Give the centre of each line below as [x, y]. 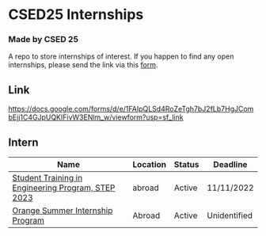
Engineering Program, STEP [64, 188]
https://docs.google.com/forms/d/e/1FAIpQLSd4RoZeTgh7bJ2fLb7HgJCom [131, 109]
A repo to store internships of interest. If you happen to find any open [121, 56]
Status [186, 165]
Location [149, 165]
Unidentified [230, 215]
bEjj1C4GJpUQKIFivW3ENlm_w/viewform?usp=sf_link [96, 117]
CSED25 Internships [76, 15]
